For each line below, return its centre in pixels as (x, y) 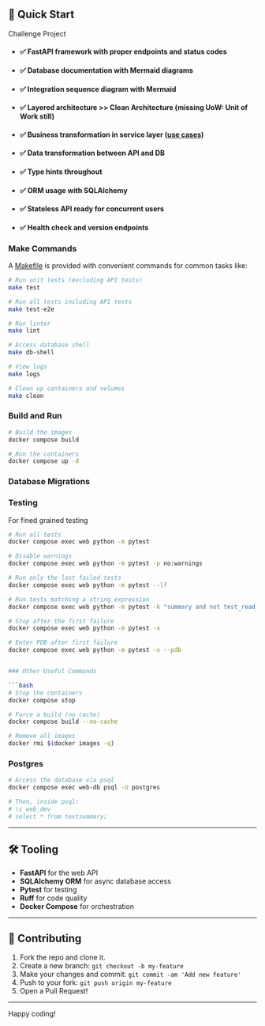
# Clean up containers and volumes (67, 388)
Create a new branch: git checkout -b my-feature (101, 966)
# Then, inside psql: (44, 802)
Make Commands (43, 248)
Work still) (37, 116)
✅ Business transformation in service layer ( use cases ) (112, 134)
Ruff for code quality (53, 898)
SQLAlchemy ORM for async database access (95, 881)
